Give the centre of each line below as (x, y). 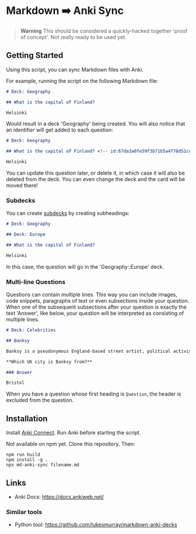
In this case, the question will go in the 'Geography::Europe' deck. (85, 266)
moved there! (22, 185)
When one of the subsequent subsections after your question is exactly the (96, 307)
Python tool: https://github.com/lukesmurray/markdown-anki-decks (96, 525)
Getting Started (35, 56)
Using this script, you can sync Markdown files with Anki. (75, 70)
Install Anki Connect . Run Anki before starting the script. (73, 433)
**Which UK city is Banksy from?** (49, 362)
